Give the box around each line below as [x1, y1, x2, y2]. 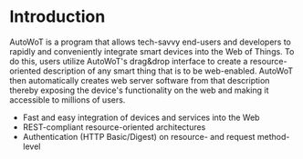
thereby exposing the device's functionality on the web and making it [9, 84, 269, 95]
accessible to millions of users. [9, 94, 126, 105]
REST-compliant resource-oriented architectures [22, 121, 206, 133]
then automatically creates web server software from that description [9, 75, 270, 85]
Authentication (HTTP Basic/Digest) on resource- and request [22, 131, 256, 142]
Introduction [9, 6, 106, 27]
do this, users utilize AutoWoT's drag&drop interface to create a [9, 55, 248, 66]
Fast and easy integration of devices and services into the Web [22, 112, 260, 123]
